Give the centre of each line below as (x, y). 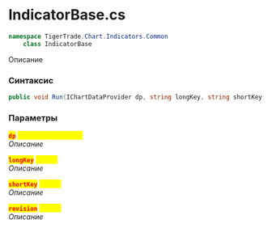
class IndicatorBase (57, 44)
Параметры (33, 117)
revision (23, 209)
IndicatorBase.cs (67, 15)
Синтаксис (31, 80)
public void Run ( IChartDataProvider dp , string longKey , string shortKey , (137, 97)
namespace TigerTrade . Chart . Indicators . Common (88, 36)
